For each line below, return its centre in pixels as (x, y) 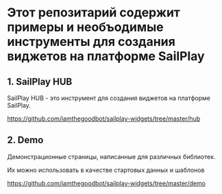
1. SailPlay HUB (40, 81)
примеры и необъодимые (85, 27)
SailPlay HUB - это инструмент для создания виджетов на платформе (109, 98)
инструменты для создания (91, 42)
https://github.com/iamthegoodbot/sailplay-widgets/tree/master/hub (104, 119)
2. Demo (25, 140)
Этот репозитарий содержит (94, 13)
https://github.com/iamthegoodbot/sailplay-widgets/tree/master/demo (106, 183)
